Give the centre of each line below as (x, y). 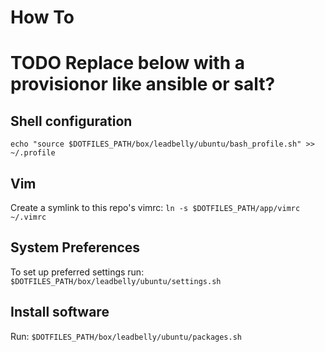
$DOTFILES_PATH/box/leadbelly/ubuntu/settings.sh (116, 281)
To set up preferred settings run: (77, 272)
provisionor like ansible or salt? (143, 84)
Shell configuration (71, 121)
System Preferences (75, 247)
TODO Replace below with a (127, 63)
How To (42, 17)
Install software (60, 312)
